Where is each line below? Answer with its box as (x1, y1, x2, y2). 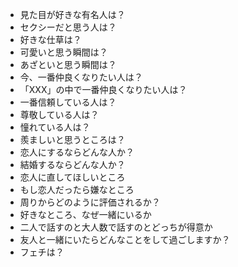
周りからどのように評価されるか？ (19, 196, 161, 208)
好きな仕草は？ (19, 34, 82, 45)
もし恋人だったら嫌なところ (19, 184, 135, 195)
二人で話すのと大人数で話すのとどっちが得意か (19, 221, 213, 233)
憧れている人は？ (19, 121, 91, 133)
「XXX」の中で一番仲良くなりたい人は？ (19, 84, 188, 95)
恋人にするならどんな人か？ (19, 146, 135, 158)
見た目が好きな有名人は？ (19, 9, 126, 20)
